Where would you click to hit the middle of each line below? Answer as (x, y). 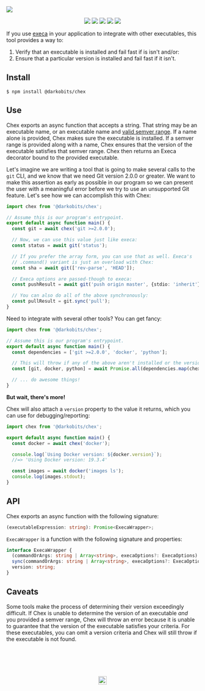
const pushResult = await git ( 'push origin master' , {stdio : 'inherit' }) (107, 284)
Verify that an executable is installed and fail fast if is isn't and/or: (97, 52)
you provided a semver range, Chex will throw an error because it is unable (101, 620)
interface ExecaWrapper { (39, 550)
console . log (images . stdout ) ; (49, 477)
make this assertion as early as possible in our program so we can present (100, 182)
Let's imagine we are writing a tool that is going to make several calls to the (101, 169)
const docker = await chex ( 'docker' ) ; (61, 443)
